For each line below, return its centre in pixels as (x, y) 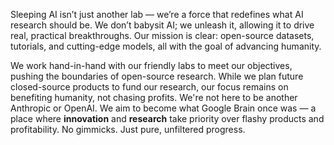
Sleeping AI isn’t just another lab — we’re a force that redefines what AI (157, 14)
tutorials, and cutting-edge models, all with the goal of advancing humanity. (166, 46)
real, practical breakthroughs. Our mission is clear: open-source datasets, (162, 35)
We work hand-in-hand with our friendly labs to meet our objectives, (151, 65)
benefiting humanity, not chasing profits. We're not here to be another (154, 97)
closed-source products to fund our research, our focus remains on (149, 87)
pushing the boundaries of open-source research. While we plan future (157, 76)
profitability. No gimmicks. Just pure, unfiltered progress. (128, 129)
